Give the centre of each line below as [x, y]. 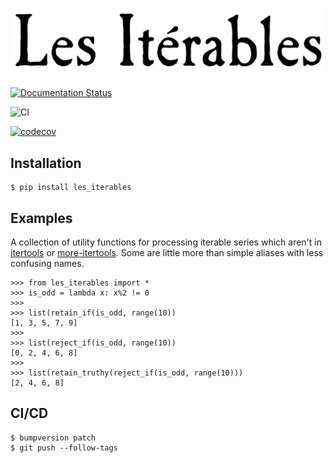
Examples [41, 218]
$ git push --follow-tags [64, 448]
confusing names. [47, 263]
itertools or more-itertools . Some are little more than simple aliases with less [167, 252]
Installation [46, 163]
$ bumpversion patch [53, 438]
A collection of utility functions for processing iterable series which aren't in [166, 242]
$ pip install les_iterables [71, 188]
